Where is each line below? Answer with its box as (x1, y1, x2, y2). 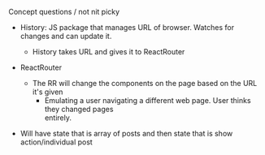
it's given (32, 87, 63, 97)
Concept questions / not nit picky (8, 7, 120, 16)
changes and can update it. (20, 32, 112, 41)
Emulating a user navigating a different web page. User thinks (44, 96, 251, 105)
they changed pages (44, 105, 114, 114)
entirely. (44, 113, 72, 123)
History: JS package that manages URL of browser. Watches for (20, 23, 234, 32)
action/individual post (20, 137, 93, 147)
